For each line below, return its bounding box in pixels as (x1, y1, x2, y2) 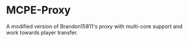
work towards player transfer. (6, 29, 78, 36)
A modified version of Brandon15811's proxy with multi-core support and (6, 23, 183, 30)
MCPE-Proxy (6, 3, 71, 17)
